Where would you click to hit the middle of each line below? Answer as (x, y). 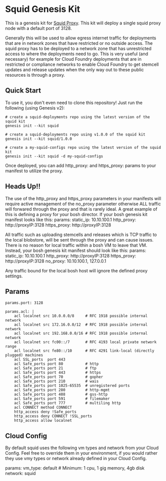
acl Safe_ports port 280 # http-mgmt (62, 390)
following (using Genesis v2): (35, 108)
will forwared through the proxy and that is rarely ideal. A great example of (81, 209)
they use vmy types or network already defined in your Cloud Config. (76, 459)
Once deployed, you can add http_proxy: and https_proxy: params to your (81, 165)
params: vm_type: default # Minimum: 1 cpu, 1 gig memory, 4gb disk (75, 468)
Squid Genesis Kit (43, 9)
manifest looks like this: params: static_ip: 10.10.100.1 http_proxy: (71, 220)
